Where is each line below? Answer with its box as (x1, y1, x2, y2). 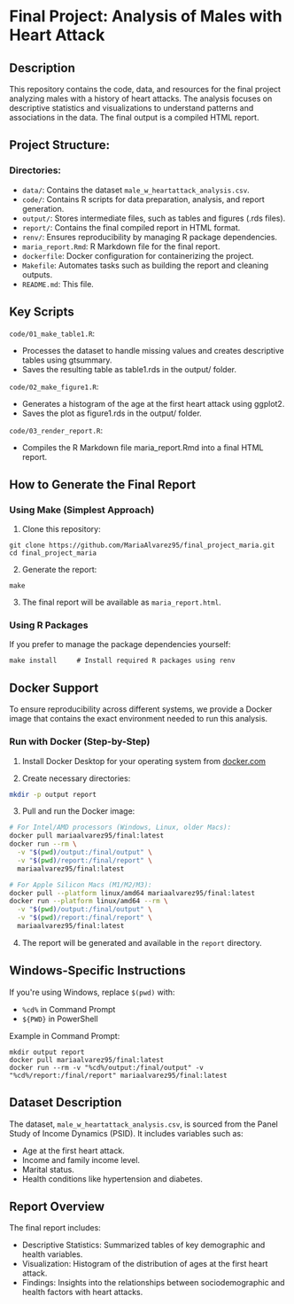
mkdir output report (9, 1048, 86, 1057)
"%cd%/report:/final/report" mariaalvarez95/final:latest (9, 1071, 228, 1080)
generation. (21, 203, 65, 214)
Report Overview (9, 1199, 104, 1214)
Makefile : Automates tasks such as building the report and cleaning (21, 260, 269, 270)
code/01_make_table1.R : (9, 328, 96, 339)
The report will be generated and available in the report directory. (21, 937, 262, 948)
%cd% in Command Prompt (21, 1003, 116, 1014)
